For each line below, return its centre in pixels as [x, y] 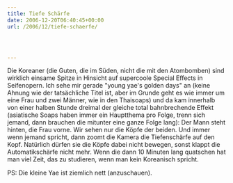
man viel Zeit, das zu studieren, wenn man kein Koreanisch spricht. [103, 159]
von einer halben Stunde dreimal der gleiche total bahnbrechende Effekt [111, 108]
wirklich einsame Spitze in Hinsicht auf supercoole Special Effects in [105, 78]
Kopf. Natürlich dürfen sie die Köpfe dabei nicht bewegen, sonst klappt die [114, 145]
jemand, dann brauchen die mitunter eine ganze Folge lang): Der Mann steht [116, 122]
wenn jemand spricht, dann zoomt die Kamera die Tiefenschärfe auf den [111, 137]
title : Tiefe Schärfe [39, 14]
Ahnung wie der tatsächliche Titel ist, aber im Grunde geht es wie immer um [116, 93]
